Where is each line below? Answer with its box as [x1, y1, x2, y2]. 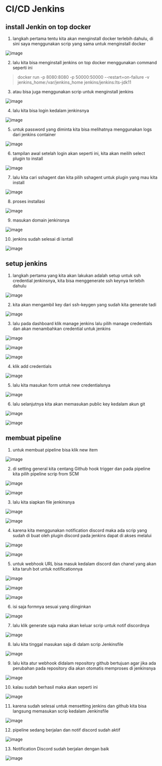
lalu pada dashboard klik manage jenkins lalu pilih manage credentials [12, 320, 152, 326]
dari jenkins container [12, 132, 56, 137]
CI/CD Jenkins [5, 3, 65, 15]
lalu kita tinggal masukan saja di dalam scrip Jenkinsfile [12, 641, 124, 647]
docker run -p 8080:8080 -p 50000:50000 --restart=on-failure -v [17, 74, 150, 80]
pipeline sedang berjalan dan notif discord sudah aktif [12, 727, 121, 732]
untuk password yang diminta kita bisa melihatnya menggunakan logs [12, 126, 152, 132]
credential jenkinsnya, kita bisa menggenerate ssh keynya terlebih [12, 278, 145, 283]
